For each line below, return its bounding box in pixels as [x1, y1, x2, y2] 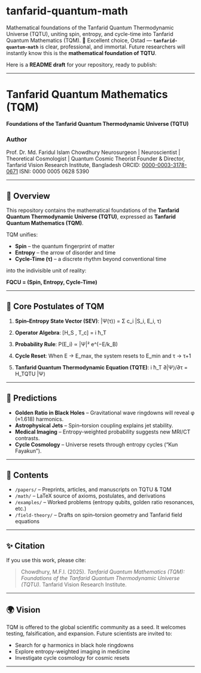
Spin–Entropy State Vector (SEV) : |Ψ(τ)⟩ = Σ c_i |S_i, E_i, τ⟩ [14, 317, 162, 325]
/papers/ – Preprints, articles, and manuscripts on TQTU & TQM [14, 486, 172, 493]
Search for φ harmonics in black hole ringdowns [14, 642, 134, 649]
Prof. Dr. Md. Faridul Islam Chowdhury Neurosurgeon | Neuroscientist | [6, 148, 181, 156]
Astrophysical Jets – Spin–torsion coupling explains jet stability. [14, 422, 173, 429]
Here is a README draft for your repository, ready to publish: [6, 61, 157, 68]
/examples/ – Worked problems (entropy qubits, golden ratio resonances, [14, 499, 194, 506]
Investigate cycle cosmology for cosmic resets [14, 654, 130, 662]
